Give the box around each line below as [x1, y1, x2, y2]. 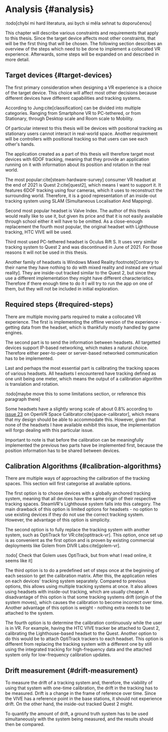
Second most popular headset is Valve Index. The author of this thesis [5, 207, 150, 214]
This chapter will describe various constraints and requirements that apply [5, 30, 159, 36]
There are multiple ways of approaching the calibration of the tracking [5, 475, 150, 481]
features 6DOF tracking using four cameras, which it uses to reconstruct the [5, 187, 163, 193]
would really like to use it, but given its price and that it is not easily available [5, 213, 163, 219]
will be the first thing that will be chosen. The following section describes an [5, 40, 162, 46]
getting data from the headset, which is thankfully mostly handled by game [5, 324, 160, 330]
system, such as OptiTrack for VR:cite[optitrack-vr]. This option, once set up [5, 532, 163, 538]
